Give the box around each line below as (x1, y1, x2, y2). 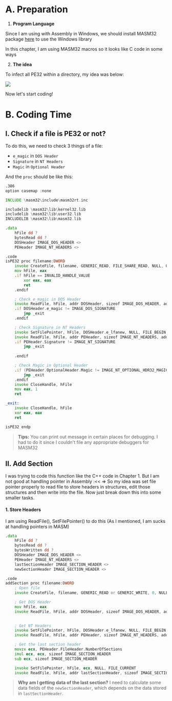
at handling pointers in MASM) (5, 523, 70, 530)
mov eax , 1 (14, 386, 38, 392)
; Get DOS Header (14, 599, 52, 605)
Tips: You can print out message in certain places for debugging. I (17, 434, 158, 440)
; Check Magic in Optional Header (14, 363, 88, 368)
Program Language (12, 21, 55, 27)
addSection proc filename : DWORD (5, 581, 74, 586)
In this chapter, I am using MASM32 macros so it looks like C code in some (5, 46, 163, 52)
